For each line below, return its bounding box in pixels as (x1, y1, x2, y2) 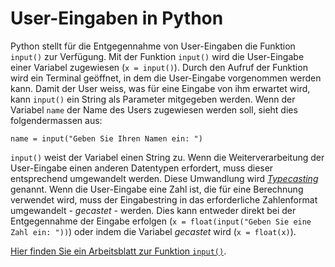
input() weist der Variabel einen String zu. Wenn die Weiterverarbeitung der (10, 151, 325, 163)
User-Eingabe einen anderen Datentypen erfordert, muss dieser (10, 162, 274, 174)
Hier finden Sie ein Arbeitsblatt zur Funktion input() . (10, 245, 227, 257)
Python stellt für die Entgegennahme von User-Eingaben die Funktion (10, 40, 296, 52)
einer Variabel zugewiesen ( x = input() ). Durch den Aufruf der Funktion (10, 61, 308, 73)
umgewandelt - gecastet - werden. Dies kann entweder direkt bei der (10, 204, 297, 216)
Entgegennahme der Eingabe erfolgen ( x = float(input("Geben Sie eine (10, 215, 312, 227)
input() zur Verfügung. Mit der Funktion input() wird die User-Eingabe (10, 50, 305, 62)
